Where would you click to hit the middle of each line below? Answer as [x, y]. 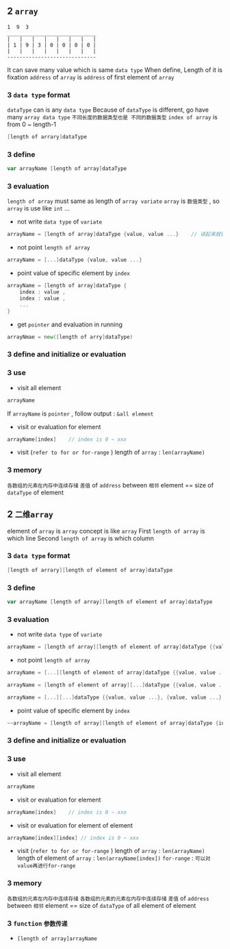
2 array [23, 11]
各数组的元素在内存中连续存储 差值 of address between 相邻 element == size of [111, 485]
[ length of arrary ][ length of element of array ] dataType [90, 570]
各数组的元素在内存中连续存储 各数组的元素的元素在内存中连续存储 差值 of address [108, 898]
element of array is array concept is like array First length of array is [106, 531]
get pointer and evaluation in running [70, 324]
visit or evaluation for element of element [75, 825]
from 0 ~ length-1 [32, 124]
